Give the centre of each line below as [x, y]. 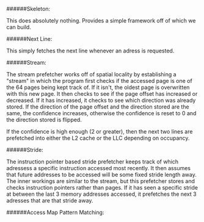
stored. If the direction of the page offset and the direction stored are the [98, 107]
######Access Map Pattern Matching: [55, 212]
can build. [19, 27]
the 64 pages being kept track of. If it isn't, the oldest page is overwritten [98, 87]
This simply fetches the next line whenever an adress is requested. [90, 51]
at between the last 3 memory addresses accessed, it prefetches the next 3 [101, 194]
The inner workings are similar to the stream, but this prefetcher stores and [101, 181]
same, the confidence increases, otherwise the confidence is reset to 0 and [101, 113]
